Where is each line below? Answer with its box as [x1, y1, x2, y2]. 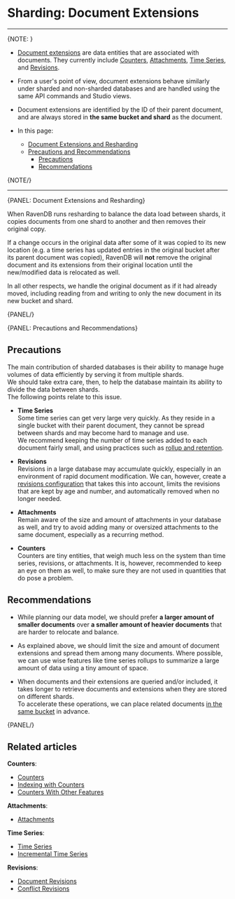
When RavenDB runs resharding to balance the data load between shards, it [7, 209, 226, 218]
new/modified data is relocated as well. [7, 268, 120, 277]
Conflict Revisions [17, 884, 70, 893]
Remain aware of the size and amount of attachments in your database [17, 515, 222, 524]
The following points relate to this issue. [7, 392, 122, 401]
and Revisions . [17, 63, 60, 72]
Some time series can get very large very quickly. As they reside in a [17, 413, 215, 422]
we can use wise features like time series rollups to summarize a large [17, 656, 220, 665]
